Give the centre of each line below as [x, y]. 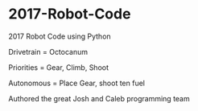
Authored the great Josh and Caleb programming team [99, 98]
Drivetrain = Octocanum [48, 51]
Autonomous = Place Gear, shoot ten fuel [76, 83]
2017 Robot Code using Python [60, 36]
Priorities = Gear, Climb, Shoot [59, 67]
